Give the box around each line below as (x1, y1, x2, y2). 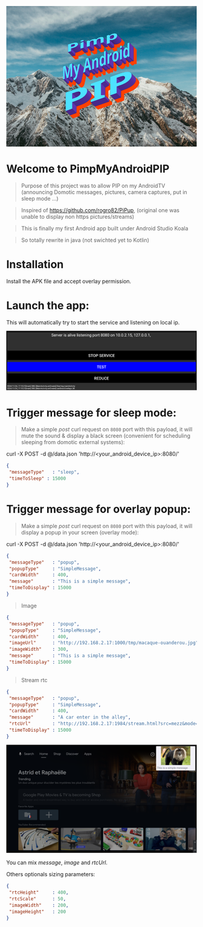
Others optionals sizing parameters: (6, 871, 95, 878)
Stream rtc (21, 676, 48, 683)
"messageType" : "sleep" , (8, 469, 80, 476)
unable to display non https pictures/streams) (21, 213, 135, 220)
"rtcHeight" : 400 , (8, 890, 69, 896)
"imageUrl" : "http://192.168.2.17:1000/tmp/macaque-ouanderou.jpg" (8, 640, 199, 646)
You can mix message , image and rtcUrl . (6, 859, 108, 867)
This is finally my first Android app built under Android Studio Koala (21, 224, 188, 232)
